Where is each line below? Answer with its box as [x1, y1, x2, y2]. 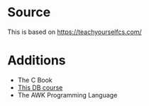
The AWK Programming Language [17, 90, 118, 99]
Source [7, 4, 51, 20]
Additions [7, 52, 66, 69]
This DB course [17, 83, 63, 92]
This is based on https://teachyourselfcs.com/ [7, 28, 142, 36]
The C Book [17, 76, 53, 84]
